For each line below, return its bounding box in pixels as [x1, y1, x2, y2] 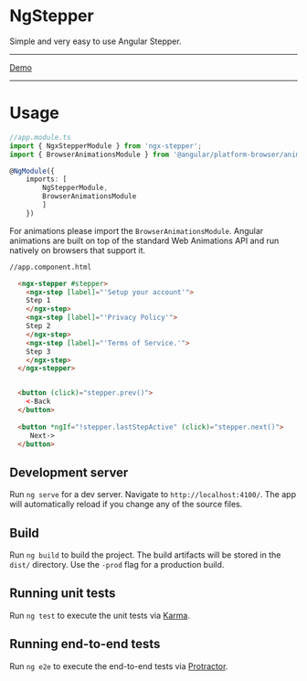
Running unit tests [9, 586, 116, 601]
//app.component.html [9, 262, 92, 271]
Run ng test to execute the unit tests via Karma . [9, 610, 190, 621]
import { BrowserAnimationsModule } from [9, 150, 170, 159]
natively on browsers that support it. [9, 244, 146, 256]
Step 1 [26, 296, 51, 305]
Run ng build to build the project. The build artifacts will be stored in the [9, 549, 281, 560]
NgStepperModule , [42, 184, 108, 193]
